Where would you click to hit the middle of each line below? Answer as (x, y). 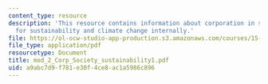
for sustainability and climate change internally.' (105, 30)
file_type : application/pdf (55, 46)
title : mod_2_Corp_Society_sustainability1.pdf (89, 61)
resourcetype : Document (48, 53)
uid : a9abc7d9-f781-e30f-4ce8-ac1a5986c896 (82, 68)
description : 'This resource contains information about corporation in (132, 23)
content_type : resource (48, 16)
